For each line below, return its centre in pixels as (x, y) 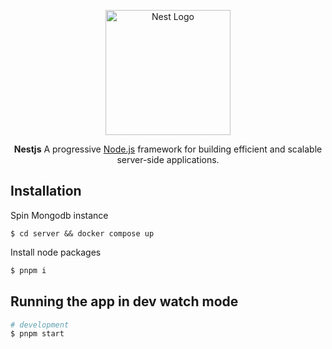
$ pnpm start (37, 334)
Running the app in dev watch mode (124, 301)
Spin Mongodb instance (59, 215)
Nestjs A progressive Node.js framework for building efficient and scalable (168, 149)
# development (40, 325)
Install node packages (56, 252)
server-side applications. (168, 159)
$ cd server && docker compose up (82, 233)
